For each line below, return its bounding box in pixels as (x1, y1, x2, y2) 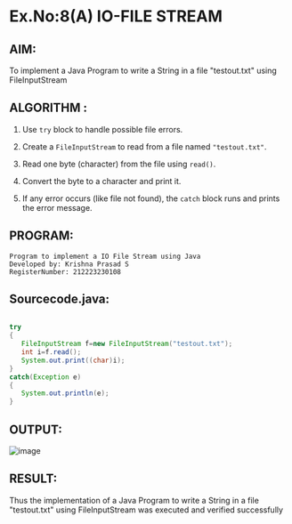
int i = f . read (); (20, 348, 82, 357)
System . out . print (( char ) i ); (20, 356, 126, 365)
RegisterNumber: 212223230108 (9, 267, 122, 277)
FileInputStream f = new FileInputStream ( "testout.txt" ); (20, 340, 233, 349)
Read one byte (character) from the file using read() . (21, 158, 216, 169)
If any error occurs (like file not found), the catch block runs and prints (21, 193, 280, 204)
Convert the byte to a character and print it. (21, 175, 182, 186)
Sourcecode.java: (9, 292, 109, 307)
